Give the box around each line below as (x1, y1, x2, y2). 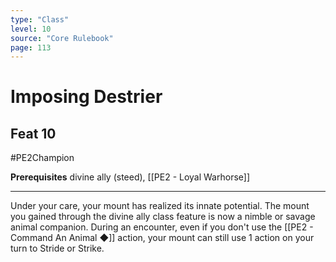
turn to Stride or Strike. (10, 242, 105, 255)
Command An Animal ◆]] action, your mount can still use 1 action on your (10, 232, 315, 244)
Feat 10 (10, 125, 57, 142)
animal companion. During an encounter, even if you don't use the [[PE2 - (10, 221, 314, 233)
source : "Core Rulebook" (10, 33, 114, 43)
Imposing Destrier (10, 86, 163, 108)
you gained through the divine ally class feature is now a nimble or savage (10, 211, 316, 223)
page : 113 (10, 42, 52, 53)
